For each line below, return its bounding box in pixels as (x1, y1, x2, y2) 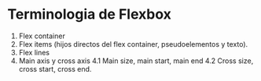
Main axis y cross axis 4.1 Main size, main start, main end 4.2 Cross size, (18, 56, 254, 65)
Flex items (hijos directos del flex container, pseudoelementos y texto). (18, 39, 248, 48)
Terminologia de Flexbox (7, 5, 172, 23)
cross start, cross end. (18, 64, 92, 73)
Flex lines (18, 48, 50, 57)
